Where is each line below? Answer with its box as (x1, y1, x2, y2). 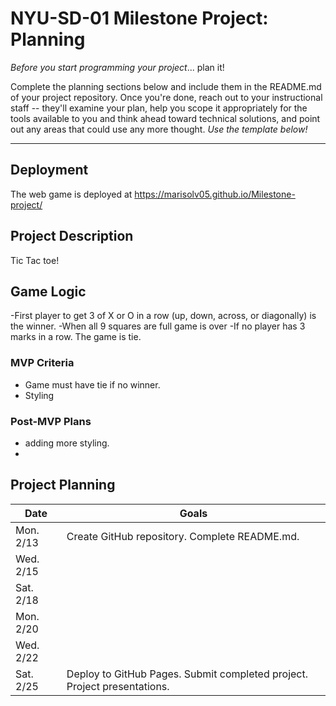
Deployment (10, 162, 89, 179)
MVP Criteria (10, 356, 75, 370)
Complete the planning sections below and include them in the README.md (10, 80, 322, 92)
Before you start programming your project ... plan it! (10, 61, 225, 73)
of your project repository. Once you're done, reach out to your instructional (10, 91, 323, 103)
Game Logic (10, 283, 87, 300)
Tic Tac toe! (10, 254, 60, 266)
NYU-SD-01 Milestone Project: (10, 7, 269, 30)
